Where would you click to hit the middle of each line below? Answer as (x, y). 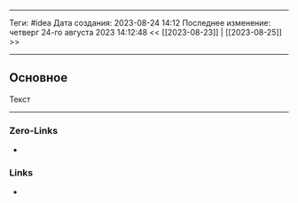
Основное (39, 78)
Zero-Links (34, 130)
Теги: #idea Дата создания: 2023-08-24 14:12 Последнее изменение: (140, 23)
